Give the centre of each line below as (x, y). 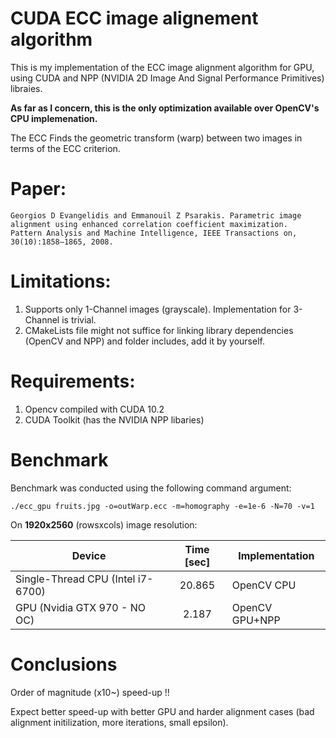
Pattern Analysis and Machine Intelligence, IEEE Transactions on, (154, 233)
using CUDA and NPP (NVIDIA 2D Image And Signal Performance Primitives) (167, 78)
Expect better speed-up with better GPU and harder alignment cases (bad (162, 711)
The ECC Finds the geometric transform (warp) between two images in (156, 138)
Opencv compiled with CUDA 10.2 (94, 409)
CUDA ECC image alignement (134, 18)
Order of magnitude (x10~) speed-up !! (90, 692)
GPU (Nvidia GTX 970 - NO (80, 607)
